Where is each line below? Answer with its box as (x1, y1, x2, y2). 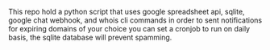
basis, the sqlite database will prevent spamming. (8, 32, 172, 42)
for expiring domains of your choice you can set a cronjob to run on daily (8, 24, 251, 33)
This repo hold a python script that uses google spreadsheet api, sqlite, (8, 7, 245, 16)
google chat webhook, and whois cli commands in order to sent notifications (8, 15, 263, 25)
